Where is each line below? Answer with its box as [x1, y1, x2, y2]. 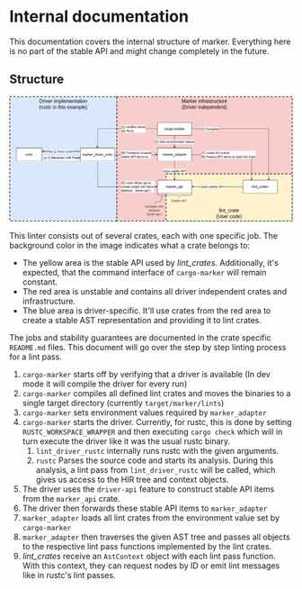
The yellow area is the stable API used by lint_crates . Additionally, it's [22, 257, 279, 267]
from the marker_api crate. [22, 493, 120, 503]
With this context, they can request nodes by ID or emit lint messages [22, 560, 280, 571]
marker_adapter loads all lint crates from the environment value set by [22, 512, 280, 523]
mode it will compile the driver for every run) [22, 378, 188, 389]
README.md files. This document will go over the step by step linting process [9, 341, 287, 352]
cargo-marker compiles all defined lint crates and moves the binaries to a [22, 387, 291, 398]
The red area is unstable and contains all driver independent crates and [22, 285, 288, 296]
